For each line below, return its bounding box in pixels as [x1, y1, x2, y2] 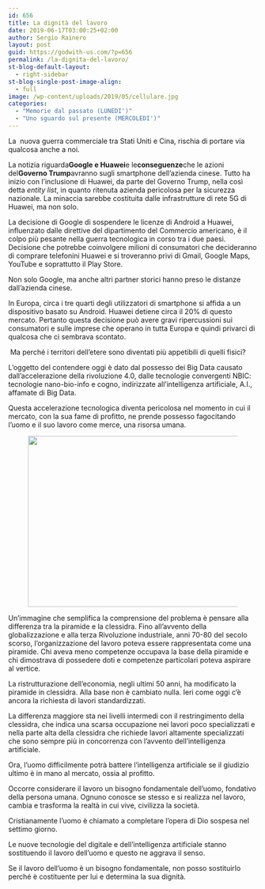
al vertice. [8, 664, 41, 673]
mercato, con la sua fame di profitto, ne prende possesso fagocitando [8, 411, 236, 421]
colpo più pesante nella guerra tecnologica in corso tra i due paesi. [8, 234, 226, 244]
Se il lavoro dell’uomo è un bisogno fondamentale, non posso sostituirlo [8, 863, 241, 872]
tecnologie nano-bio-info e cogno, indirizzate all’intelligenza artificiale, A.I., [8, 379, 253, 388]
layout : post [8, 41, 51, 49]
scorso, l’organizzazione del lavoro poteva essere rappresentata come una [8, 638, 252, 648]
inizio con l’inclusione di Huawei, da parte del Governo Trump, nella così [8, 176, 244, 186]
